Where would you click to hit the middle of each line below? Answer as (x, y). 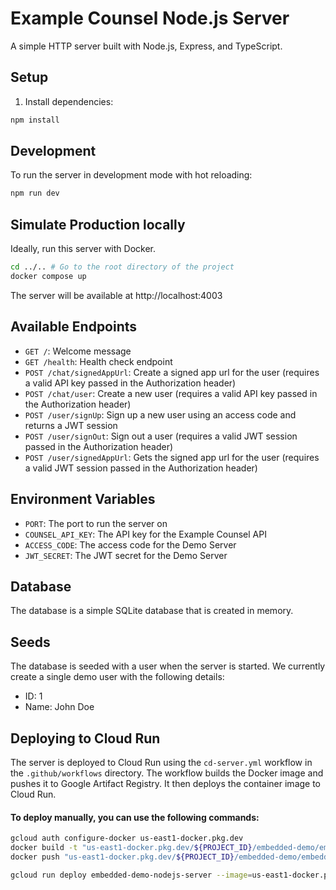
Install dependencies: (69, 101)
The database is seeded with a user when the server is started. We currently (168, 666)
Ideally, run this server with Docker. (83, 249)
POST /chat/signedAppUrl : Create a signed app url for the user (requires (172, 372)
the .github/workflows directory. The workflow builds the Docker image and (167, 773)
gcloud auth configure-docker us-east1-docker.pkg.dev (127, 838)
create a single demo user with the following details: (117, 677)
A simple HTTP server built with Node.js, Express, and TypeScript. (146, 46)
